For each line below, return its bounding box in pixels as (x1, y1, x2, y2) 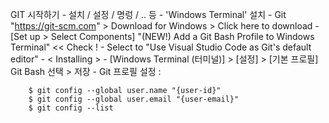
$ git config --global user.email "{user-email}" (28, 94, 240, 104)
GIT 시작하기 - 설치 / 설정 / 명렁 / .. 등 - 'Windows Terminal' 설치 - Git (10, 9, 287, 20)
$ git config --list (28, 103, 114, 113)
